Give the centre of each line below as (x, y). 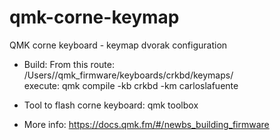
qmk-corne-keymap (94, 17)
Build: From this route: (69, 64)
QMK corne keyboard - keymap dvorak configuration (118, 45)
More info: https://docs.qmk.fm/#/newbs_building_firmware (146, 124)
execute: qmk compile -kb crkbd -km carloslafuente (131, 85)
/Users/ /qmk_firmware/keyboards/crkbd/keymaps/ (128, 75)
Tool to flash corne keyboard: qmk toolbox (111, 105)
